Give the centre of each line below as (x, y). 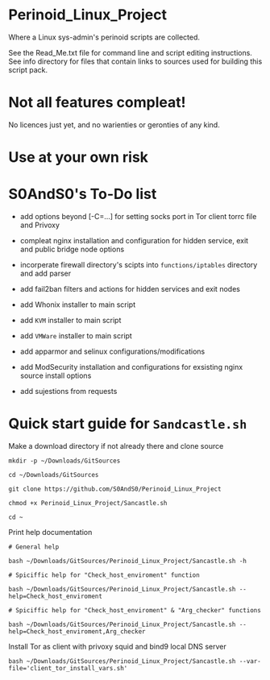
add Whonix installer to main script (78, 305)
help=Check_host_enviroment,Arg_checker (77, 631)
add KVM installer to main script (71, 320)
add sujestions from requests (69, 391)
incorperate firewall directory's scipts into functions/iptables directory (139, 265)
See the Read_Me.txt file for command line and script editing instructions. (130, 52)
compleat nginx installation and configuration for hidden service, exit (134, 240)
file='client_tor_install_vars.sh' (68, 668)
